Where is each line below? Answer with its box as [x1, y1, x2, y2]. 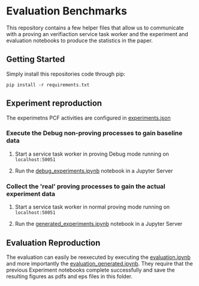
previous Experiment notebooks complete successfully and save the [6, 266, 175, 273]
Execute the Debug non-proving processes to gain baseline [6, 129, 183, 138]
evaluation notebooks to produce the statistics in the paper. [6, 37, 153, 44]
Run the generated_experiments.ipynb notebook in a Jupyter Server [14, 221, 183, 228]
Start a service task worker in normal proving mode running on [14, 203, 170, 211]
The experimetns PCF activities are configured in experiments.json [6, 114, 171, 121]
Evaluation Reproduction [6, 237, 101, 248]
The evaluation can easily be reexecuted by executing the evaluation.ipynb [6, 254, 191, 261]
